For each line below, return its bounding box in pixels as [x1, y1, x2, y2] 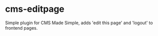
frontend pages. [5, 25, 38, 31]
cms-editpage [5, 3, 65, 15]
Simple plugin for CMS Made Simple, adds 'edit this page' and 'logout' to [5, 20, 153, 26]
